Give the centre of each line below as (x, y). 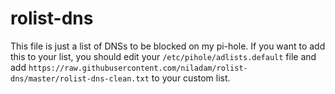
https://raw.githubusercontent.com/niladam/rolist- (138, 68)
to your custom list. (191, 78)
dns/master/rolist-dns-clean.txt (80, 78)
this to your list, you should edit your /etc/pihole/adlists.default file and (163, 56)
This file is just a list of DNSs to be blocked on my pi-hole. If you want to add (168, 46)
